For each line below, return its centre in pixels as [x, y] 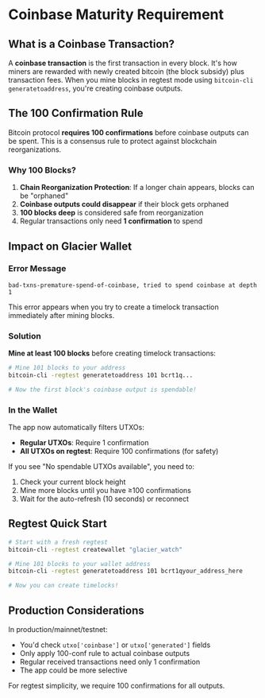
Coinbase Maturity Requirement [116, 15]
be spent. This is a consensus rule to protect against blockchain [112, 141]
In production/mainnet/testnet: [58, 630]
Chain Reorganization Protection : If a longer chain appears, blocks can [137, 188]
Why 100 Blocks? [42, 170]
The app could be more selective [74, 670]
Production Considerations [76, 610]
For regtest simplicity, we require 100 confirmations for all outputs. [117, 686]
